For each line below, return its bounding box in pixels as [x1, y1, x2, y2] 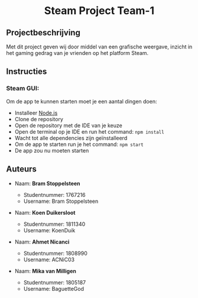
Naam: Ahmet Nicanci [14, 238, 70, 245]
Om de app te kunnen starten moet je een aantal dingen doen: [6, 98, 157, 105]
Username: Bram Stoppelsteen [23, 197, 99, 205]
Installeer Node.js [14, 109, 58, 116]
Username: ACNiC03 [23, 256, 75, 263]
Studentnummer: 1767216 [23, 191, 86, 198]
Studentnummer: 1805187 [23, 278, 86, 286]
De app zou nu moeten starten [14, 147, 89, 154]
